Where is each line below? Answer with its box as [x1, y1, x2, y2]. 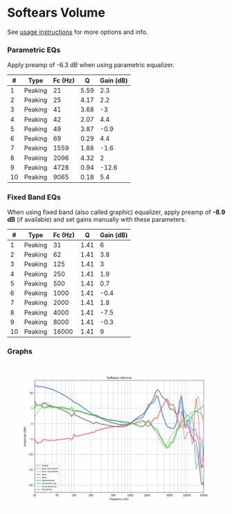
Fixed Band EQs [7, 192, 61, 202]
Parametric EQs [7, 45, 61, 55]
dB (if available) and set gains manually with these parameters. [7, 215, 187, 224]
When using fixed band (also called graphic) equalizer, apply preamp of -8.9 [7, 208, 226, 216]
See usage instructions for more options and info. [7, 28, 149, 36]
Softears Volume [7, 5, 106, 21]
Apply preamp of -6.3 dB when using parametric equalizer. [7, 61, 175, 69]
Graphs [7, 346, 33, 356]
